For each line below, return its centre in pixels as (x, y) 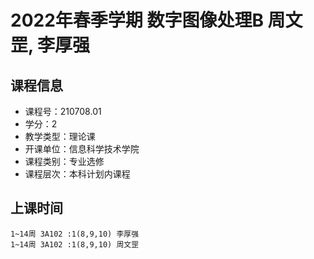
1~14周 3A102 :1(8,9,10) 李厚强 (75, 234)
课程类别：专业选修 (64, 161)
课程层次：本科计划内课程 (77, 174)
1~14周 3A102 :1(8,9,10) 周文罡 (75, 244)
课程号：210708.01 (63, 111)
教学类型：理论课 (60, 136)
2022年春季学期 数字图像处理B (137, 20)
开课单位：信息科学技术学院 (82, 149)
